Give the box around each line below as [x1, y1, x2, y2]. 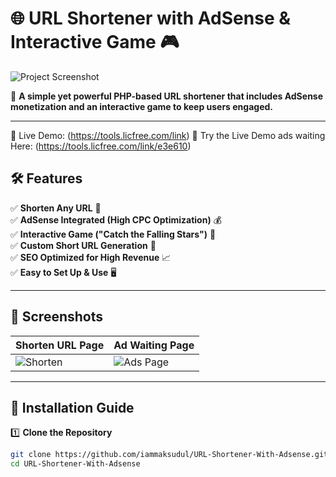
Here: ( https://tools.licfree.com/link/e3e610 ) [10, 140, 192, 152]
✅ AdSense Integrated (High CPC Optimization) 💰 [10, 213, 223, 226]
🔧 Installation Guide [10, 399, 135, 416]
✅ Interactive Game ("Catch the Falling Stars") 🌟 [10, 228, 217, 240]
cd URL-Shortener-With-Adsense [10, 459, 141, 469]
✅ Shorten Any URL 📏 [10, 202, 102, 214]
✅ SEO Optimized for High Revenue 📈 [10, 251, 172, 263]
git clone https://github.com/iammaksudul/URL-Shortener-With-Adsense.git [10, 450, 329, 460]
